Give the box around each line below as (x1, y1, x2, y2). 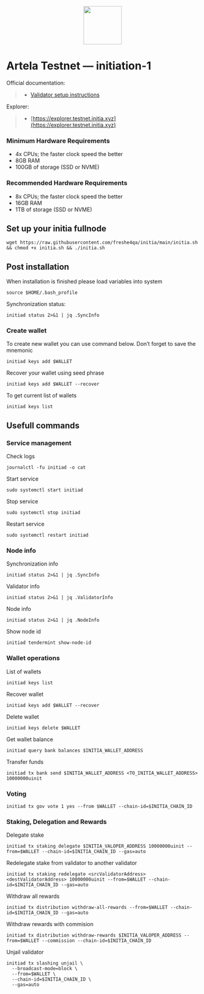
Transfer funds (6, 758, 44, 765)
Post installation (6, 261, 70, 272)
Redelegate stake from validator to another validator (6, 859, 137, 867)
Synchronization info (6, 560, 59, 567)
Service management (6, 438, 71, 447)
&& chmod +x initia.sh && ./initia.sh (6, 245, 105, 251)
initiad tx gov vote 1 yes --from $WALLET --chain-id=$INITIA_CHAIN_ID (6, 804, 192, 810)
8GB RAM (15, 157, 40, 165)
